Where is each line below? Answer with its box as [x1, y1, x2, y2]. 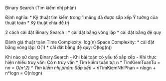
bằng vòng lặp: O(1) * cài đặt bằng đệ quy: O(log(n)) [5, 44, 112, 50]
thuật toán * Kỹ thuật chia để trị [5, 20, 70, 25]
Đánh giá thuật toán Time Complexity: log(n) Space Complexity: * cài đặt [5, 39, 155, 45]
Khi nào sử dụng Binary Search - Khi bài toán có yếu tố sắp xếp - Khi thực [5, 54, 157, 60]
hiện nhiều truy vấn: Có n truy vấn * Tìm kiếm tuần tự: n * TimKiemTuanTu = [5, 59, 161, 65]
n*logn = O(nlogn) [5, 70, 42, 76]
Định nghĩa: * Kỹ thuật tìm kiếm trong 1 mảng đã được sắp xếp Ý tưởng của [5, 14, 158, 20]
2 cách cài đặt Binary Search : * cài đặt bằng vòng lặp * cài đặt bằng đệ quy [5, 29, 162, 35]
